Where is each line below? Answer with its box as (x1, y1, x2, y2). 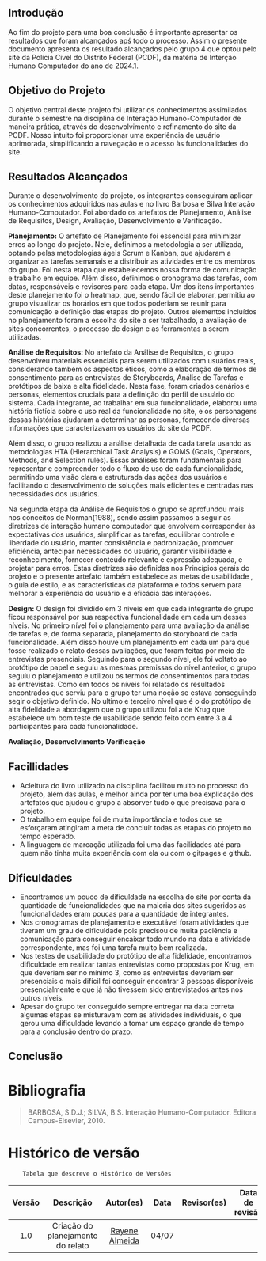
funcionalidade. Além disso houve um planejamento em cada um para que (8, 637, 251, 648)
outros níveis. (19, 993, 65, 1003)
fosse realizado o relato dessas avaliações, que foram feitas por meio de (8, 646, 245, 655)
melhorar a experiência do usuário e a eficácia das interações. (8, 589, 212, 598)
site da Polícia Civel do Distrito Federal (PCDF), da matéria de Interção (8, 52, 237, 62)
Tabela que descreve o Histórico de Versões (22, 1170, 172, 1178)
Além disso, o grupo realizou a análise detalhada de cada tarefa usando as (8, 439, 252, 448)
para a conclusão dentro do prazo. (19, 1027, 133, 1036)
